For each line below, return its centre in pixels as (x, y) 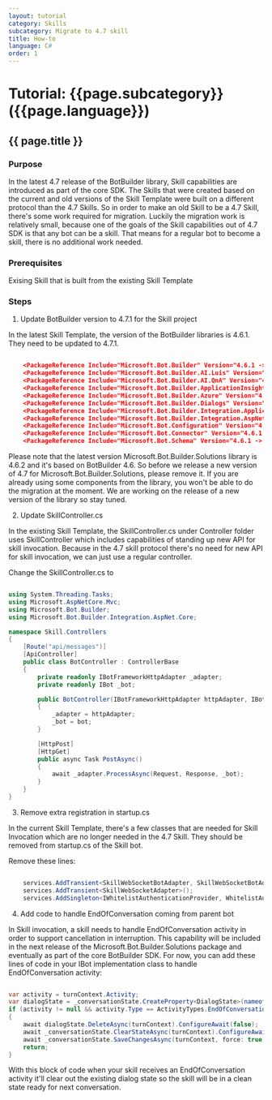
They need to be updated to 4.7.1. (64, 344)
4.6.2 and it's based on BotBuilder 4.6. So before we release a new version (133, 465)
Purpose (25, 164)
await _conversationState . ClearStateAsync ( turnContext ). (121, 1032)
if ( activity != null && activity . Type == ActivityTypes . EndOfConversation (139, 1010)
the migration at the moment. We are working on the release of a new (124, 491)
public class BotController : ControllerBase (101, 662)
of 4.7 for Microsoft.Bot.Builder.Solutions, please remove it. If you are (123, 474)
